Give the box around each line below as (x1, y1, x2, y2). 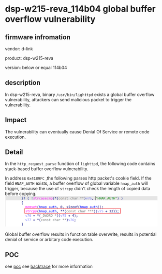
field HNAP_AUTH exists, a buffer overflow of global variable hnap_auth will (5, 180, 148, 186)
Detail (5, 148, 23, 156)
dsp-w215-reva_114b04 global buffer (5, 3, 156, 15)
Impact (5, 116, 27, 124)
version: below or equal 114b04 (5, 64, 67, 70)
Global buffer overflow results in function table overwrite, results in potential (5, 231, 157, 237)
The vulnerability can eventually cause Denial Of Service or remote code (5, 129, 150, 134)
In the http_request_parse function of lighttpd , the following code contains (5, 161, 156, 167)
